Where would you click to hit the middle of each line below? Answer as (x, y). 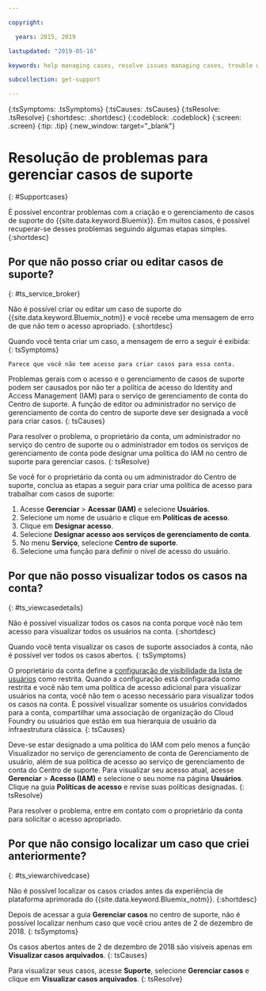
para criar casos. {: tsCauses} (57, 421)
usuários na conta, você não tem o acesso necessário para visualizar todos (131, 696)
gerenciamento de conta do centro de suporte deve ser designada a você (128, 412)
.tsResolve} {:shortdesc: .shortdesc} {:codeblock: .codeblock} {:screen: (125, 118)
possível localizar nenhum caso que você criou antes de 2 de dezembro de (131, 923)
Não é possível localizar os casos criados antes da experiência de (116, 890)
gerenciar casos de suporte (101, 175)
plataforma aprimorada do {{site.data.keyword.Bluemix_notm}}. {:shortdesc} (133, 899)
